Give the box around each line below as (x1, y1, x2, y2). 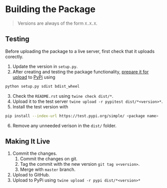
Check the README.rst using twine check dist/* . (12, 93, 114, 99)
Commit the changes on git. (20, 156, 78, 162)
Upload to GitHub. (12, 172, 50, 178)
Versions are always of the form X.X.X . (17, 20, 98, 26)
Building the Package (5, 4, 96, 15)
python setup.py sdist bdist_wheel (5, 84, 80, 89)
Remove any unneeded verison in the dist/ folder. (12, 122, 117, 129)
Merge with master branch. (20, 166, 75, 172)
